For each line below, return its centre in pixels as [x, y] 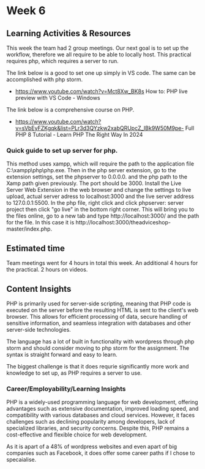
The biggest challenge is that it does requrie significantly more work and [98, 366]
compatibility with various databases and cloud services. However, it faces [101, 415]
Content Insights [39, 289]
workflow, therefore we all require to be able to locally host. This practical [99, 55]
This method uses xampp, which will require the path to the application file [100, 164]
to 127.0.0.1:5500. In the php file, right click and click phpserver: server [95, 203]
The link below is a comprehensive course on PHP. [70, 110]
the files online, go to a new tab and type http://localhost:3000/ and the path [103, 216]
